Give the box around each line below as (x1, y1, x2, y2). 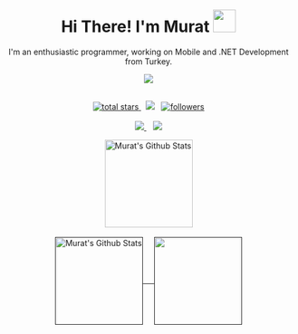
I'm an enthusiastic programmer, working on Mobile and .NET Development (8, 46, 289, 57)
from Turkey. (124, 55, 173, 67)
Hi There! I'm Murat (61, 16, 210, 37)
